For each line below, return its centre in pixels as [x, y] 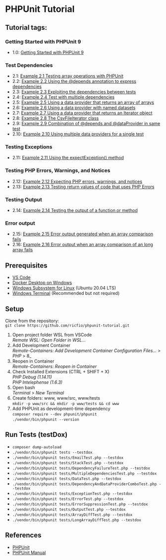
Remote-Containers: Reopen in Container [55, 366]
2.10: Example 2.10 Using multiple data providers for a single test [78, 134]
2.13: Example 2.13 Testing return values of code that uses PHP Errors [83, 187]
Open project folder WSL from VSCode [52, 335]
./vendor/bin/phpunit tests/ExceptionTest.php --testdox [72, 493]
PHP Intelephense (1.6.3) [37, 382]
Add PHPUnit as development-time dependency [61, 409]
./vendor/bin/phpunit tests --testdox [52, 452]
